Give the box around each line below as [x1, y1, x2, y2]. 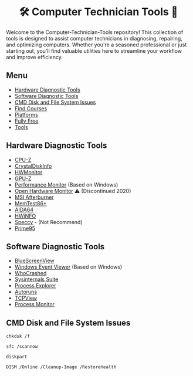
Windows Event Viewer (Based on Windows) [14, 263, 123, 270]
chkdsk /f [6, 333, 31, 340]
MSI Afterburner [14, 194, 54, 201]
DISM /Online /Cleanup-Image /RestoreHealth [6, 364, 117, 370]
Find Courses [14, 104, 48, 112]
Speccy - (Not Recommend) [14, 218, 83, 225]
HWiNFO [14, 212, 36, 219]
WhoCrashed [14, 270, 47, 277]
